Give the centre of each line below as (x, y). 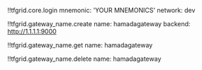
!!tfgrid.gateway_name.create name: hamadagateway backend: (99, 24)
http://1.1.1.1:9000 (32, 31)
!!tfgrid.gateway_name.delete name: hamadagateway (84, 59)
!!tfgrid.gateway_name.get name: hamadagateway (80, 45)
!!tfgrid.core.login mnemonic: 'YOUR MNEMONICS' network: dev (101, 10)
